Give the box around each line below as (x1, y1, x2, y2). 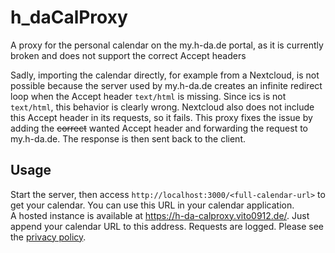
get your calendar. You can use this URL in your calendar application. (10, 199, 295, 211)
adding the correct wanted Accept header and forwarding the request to (10, 122, 308, 134)
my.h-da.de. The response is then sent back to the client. (10, 132, 247, 145)
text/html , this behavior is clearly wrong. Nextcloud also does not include (10, 101, 315, 113)
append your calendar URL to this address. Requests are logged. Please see (10, 220, 324, 232)
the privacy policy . (10, 231, 87, 243)
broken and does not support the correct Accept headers (10, 49, 247, 61)
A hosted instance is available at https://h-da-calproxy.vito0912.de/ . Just (10, 209, 310, 221)
